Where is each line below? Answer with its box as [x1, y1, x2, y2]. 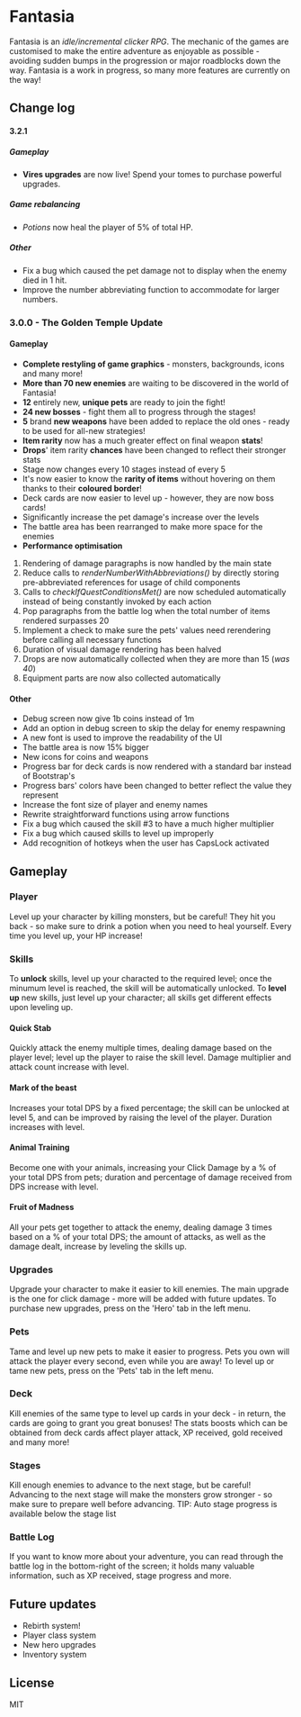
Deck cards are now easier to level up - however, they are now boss [22, 493, 274, 503]
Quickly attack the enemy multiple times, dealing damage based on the [9, 1043, 272, 1053]
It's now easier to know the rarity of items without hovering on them [22, 473, 276, 483]
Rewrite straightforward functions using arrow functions [22, 809, 230, 820]
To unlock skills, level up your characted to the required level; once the [9, 973, 272, 984]
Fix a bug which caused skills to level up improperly [22, 828, 214, 839]
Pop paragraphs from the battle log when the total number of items [22, 605, 271, 616]
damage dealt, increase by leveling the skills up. [9, 1241, 187, 1252]
